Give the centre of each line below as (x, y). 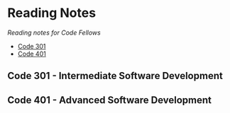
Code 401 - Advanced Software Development (109, 100)
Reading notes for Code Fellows (54, 32)
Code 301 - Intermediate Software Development (115, 76)
